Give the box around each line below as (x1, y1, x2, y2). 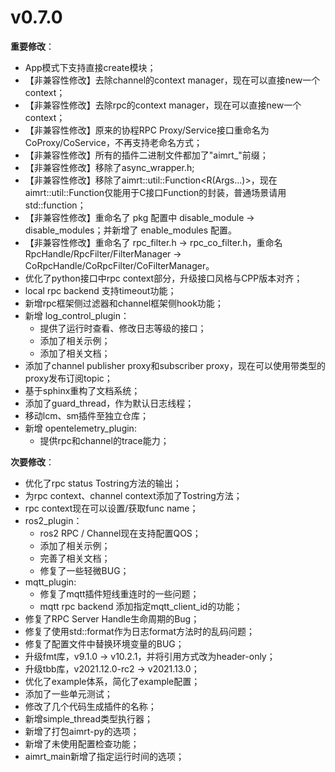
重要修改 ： (10, 40, 55, 52)
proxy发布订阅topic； (24, 372, 113, 384)
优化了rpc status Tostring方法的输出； (24, 477, 182, 489)
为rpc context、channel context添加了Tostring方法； (24, 489, 243, 501)
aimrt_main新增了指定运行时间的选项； (24, 750, 185, 762)
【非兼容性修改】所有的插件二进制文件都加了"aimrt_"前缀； (24, 149, 269, 161)
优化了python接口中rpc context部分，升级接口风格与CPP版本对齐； (24, 272, 303, 284)
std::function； (24, 199, 87, 211)
